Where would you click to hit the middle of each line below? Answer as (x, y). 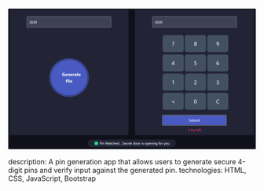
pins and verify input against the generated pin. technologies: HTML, (135, 170)
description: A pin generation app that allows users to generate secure (122, 161)
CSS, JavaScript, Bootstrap (52, 178)
